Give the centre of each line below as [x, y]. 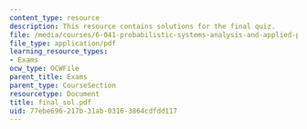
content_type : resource [55, 18]
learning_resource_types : [58, 52]
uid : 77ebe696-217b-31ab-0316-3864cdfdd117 [94, 111]
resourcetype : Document [55, 94]
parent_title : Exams [49, 77]
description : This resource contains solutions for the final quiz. [143, 26]
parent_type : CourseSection [63, 85]
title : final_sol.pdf [51, 102]
